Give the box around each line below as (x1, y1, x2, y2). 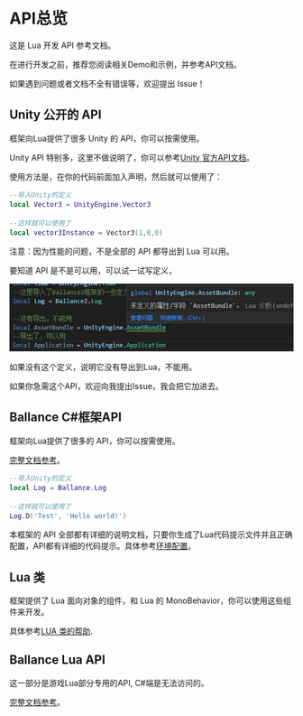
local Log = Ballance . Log (9, 483, 106, 492)
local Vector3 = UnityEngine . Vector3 (9, 200, 151, 209)
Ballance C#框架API (9, 410, 122, 425)
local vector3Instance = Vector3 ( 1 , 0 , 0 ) (9, 228, 164, 237)
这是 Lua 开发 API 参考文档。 (9, 40, 116, 51)
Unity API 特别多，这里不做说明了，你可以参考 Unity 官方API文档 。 (9, 152, 255, 163)
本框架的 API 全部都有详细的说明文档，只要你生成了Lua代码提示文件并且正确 (9, 529, 293, 540)
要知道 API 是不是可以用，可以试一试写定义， (9, 265, 178, 276)
